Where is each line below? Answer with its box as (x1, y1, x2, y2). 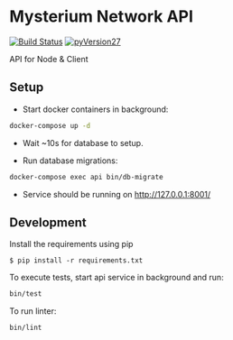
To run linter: (9, 306, 57, 317)
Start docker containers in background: (22, 104, 169, 115)
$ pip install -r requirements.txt (9, 256, 144, 265)
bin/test (9, 289, 42, 299)
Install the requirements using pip (9, 239, 134, 250)
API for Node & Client (9, 53, 89, 64)
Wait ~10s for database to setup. (22, 137, 144, 148)
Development (9, 215, 88, 230)
